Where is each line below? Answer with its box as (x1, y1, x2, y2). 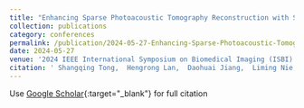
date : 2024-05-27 (9, 47, 75, 56)
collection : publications (9, 22, 107, 31)
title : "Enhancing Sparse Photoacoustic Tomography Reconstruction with (9, 13, 290, 22)
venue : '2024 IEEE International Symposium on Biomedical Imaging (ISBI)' (9, 55, 298, 64)
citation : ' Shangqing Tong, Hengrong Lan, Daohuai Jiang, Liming (9, 64, 278, 73)
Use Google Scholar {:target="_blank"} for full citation (9, 87, 208, 99)
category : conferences (9, 30, 95, 39)
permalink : (9, 38, 51, 48)
